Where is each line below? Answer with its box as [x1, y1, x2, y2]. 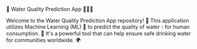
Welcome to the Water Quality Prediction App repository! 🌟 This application [6, 17, 189, 24]
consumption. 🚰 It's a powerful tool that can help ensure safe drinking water [6, 30, 191, 37]
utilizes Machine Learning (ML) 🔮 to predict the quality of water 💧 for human [6, 24, 190, 30]
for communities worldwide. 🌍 [6, 37, 81, 44]
